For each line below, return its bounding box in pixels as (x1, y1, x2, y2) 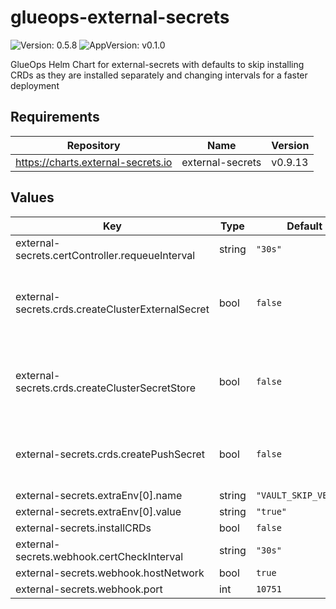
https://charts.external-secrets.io (15, 155, 173, 169)
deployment (10, 79, 60, 91)
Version (271, 138, 310, 152)
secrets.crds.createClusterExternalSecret (15, 302, 210, 316)
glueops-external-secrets (10, 6, 230, 29)
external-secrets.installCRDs (15, 521, 152, 535)
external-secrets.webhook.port (15, 582, 163, 596)
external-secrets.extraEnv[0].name (15, 488, 183, 502)
